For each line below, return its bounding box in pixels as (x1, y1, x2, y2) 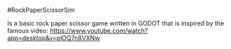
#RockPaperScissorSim (7, 6, 76, 14)
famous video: (7, 27, 49, 35)
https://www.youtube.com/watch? (50, 27, 148, 35)
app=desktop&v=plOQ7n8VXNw (7, 34, 100, 42)
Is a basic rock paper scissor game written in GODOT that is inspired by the (7, 19, 225, 27)
